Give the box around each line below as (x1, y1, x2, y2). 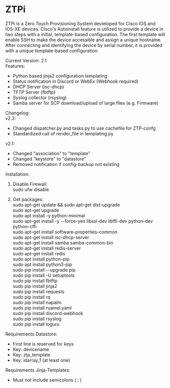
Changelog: (5, 110, 30, 116)
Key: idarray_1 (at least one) (12, 357, 70, 363)
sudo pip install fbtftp (12, 277, 58, 284)
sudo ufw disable (12, 186, 50, 192)
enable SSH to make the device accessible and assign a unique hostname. (5, 37, 162, 43)
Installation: (5, 171, 30, 177)
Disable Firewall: (12, 181, 47, 187)
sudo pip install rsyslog (12, 316, 62, 322)
